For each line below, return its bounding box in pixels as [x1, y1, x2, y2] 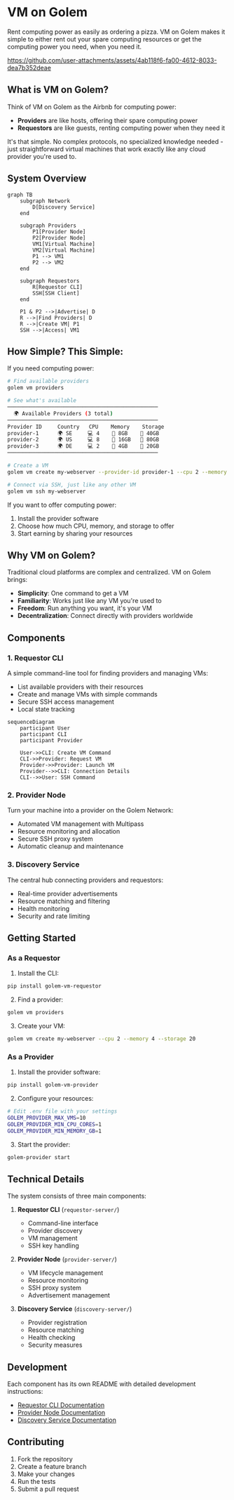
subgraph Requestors [20, 277, 80, 285]
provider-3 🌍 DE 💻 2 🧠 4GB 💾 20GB [7, 443, 160, 450]
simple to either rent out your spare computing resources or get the [7, 34, 202, 43]
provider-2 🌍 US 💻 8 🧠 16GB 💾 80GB [7, 437, 160, 444]
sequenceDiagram [7, 718, 55, 725]
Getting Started [7, 932, 76, 944]
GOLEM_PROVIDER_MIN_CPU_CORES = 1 [7, 1120, 102, 1128]
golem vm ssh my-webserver [7, 488, 86, 495]
